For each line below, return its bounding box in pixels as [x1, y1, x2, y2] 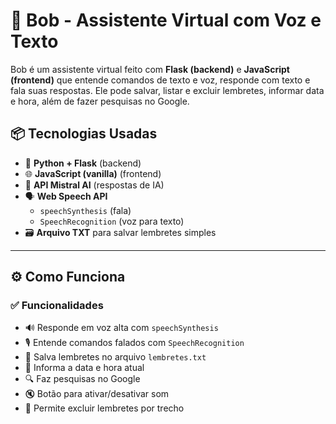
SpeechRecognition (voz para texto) [39, 215, 185, 227]
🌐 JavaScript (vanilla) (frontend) [24, 167, 162, 179]
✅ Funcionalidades [10, 299, 104, 313]
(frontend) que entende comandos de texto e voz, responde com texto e [10, 74, 311, 86]
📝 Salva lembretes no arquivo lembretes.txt [24, 351, 207, 363]
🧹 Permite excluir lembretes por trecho [24, 402, 185, 414]
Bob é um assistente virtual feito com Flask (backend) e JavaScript [10, 63, 290, 75]
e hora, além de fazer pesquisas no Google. [10, 95, 190, 107]
